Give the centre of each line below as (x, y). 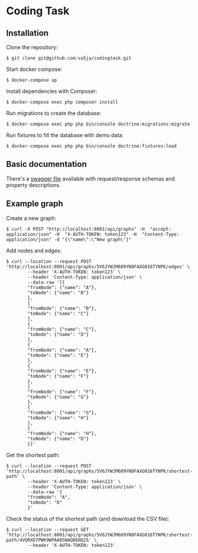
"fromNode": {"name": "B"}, (62, 308)
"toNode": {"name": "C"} (58, 313)
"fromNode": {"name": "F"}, (62, 392)
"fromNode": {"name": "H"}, (62, 433)
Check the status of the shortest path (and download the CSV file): (88, 518)
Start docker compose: (34, 69)
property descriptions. (34, 185)
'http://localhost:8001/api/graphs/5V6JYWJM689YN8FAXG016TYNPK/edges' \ (98, 266)
